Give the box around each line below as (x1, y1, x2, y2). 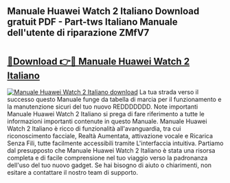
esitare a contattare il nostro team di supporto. (7, 169, 139, 176)
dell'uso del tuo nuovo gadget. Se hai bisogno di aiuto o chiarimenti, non (7, 161, 211, 169)
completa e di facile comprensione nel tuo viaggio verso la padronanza (7, 154, 208, 162)
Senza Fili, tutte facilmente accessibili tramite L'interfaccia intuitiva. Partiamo (7, 139, 224, 147)
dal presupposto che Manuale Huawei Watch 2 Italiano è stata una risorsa (7, 147, 216, 154)
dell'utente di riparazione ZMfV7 (7, 27, 150, 39)
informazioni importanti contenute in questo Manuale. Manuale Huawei (7, 117, 207, 125)
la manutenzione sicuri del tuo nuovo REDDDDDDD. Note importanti (7, 103, 198, 111)
